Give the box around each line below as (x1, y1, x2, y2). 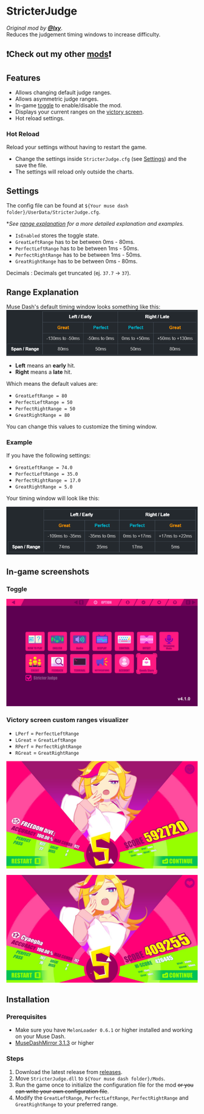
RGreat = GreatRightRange (15, 749, 80, 756)
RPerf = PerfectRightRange (15, 742, 82, 750)
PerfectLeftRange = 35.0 (15, 471, 78, 478)
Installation (6, 994, 50, 1005)
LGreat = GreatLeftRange (15, 736, 77, 743)
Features (6, 73, 41, 83)
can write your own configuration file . (15, 1087, 109, 1095)
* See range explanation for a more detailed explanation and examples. (6, 220, 184, 228)
